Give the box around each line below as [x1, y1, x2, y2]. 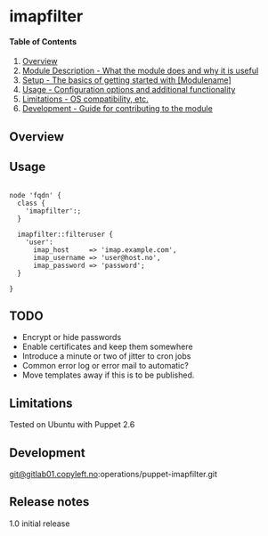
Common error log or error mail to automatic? [21, 361, 189, 371]
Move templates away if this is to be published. [21, 370, 195, 380]
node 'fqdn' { [9, 191, 62, 199]
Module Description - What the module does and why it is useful [21, 65, 259, 77]
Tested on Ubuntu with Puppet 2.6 [9, 419, 135, 430]
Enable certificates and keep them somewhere [21, 341, 193, 353]
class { [17, 199, 46, 207]
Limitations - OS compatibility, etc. [21, 93, 149, 104]
